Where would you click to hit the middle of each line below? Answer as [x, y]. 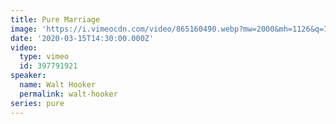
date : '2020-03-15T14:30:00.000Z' [82, 38]
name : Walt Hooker [58, 85]
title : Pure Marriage [55, 19]
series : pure [37, 103]
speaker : [28, 76]
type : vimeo [44, 57]
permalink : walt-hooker [68, 94]
